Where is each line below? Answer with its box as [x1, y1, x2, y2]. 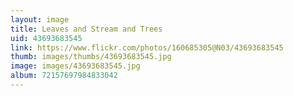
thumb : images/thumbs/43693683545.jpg [10, 52, 172, 62]
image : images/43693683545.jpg [10, 61, 141, 71]
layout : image [10, 14, 70, 25]
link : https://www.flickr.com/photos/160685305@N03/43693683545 [10, 42, 284, 53]
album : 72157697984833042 [10, 71, 118, 81]
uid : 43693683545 [10, 33, 83, 43]
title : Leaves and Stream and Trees [10, 24, 163, 34]
